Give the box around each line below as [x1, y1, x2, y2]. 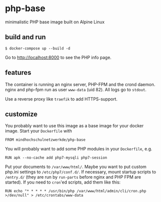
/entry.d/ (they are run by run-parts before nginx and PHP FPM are [5, 174, 142, 180]
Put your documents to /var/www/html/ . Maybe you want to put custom [5, 164, 147, 170]
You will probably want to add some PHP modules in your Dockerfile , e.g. [5, 146, 153, 152]
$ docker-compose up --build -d [5, 46, 70, 51]
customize [5, 110, 38, 118]
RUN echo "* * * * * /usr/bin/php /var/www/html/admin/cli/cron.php [5, 189, 146, 194]
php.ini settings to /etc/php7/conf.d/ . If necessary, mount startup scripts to [5, 169, 156, 175]
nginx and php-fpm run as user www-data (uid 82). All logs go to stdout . [5, 86, 147, 92]
